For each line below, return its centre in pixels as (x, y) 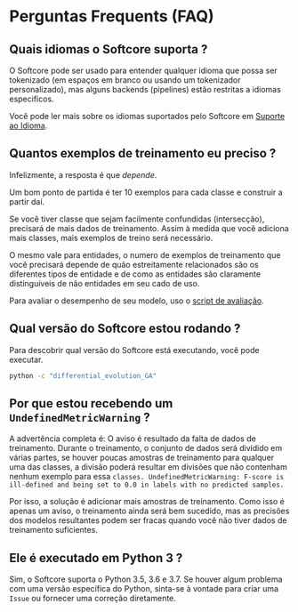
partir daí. (27, 201)
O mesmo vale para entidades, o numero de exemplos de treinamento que (145, 254)
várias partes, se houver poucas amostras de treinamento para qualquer (142, 458)
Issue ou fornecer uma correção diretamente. (93, 599)
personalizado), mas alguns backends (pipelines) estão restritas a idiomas (145, 89)
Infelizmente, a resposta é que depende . (83, 174)
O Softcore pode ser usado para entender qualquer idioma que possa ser (143, 70)
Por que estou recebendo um (91, 403)
